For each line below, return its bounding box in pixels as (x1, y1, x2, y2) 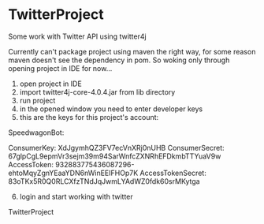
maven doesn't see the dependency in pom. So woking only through (8, 55, 230, 65)
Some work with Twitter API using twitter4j (8, 32, 147, 41)
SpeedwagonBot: (8, 128, 65, 137)
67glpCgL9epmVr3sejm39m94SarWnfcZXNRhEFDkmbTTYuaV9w (8, 151, 221, 161)
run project (19, 95, 56, 105)
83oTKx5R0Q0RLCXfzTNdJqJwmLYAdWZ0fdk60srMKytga (8, 176, 200, 186)
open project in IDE (19, 79, 83, 88)
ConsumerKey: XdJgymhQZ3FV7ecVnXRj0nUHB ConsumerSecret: (8, 143, 225, 152)
